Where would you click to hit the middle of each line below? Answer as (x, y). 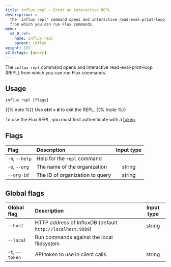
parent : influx (31, 43)
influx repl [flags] (27, 100)
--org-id (18, 175)
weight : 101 (18, 48)
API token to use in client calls (70, 254)
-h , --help (20, 158)
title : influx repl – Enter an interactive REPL (58, 10)
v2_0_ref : (20, 34)
